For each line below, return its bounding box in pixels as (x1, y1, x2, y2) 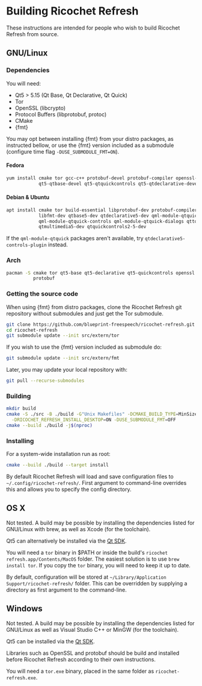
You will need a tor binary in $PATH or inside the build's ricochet (6, 549, 168, 556)
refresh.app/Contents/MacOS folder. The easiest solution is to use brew (6, 555, 180, 563)
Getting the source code (6, 290, 79, 298)
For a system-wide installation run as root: (6, 451, 111, 458)
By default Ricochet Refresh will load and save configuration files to (6, 473, 174, 480)
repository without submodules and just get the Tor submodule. (6, 310, 164, 317)
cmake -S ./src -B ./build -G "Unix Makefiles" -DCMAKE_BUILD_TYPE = (6, 411, 179, 417)
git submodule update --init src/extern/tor (6, 332, 120, 338)
